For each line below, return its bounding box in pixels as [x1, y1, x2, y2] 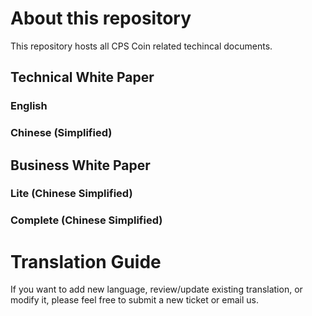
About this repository [10, 7, 192, 30]
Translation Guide [10, 250, 162, 273]
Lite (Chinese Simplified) [10, 187, 133, 201]
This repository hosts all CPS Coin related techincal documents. [10, 40, 273, 52]
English [10, 99, 48, 113]
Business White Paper [10, 157, 151, 174]
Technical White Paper [10, 69, 155, 86]
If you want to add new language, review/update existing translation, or [10, 283, 303, 296]
